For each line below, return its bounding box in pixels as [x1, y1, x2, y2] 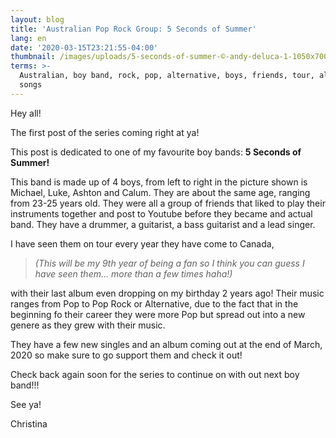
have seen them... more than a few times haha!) [34, 267, 233, 280]
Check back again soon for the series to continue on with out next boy [10, 368, 300, 380]
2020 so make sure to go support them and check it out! [10, 349, 243, 361]
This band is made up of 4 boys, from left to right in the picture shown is [10, 176, 308, 188]
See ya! [10, 398, 42, 410]
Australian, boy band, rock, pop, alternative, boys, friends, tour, [19, 71, 315, 81]
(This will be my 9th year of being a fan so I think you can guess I [34, 257, 305, 269]
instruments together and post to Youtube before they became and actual [10, 207, 313, 220]
